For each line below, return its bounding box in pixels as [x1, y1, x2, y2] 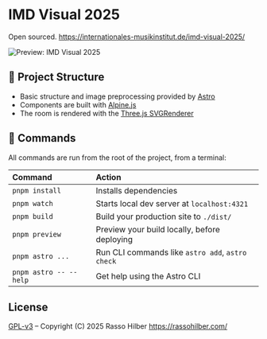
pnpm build [12, 212, 53, 220]
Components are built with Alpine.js [19, 99, 137, 109]
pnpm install [12, 185, 62, 195]
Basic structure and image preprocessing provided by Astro [19, 92, 216, 101]
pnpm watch [12, 199, 53, 208]
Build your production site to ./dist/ [95, 211, 232, 222]
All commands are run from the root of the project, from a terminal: [8, 153, 226, 162]
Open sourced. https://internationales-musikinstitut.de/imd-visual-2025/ [8, 32, 246, 41]
